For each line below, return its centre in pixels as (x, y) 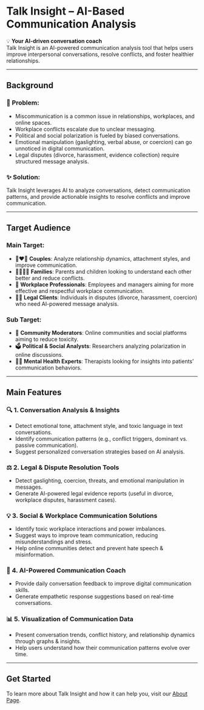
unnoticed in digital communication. (60, 148)
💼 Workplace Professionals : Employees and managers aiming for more (104, 284)
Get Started (29, 679)
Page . (14, 700)
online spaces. (33, 122)
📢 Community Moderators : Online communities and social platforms (101, 333)
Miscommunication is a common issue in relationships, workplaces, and (105, 116)
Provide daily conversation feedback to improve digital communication (103, 584)
